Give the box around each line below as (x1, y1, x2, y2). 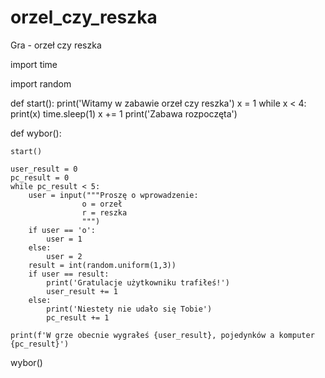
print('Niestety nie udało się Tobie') (46, 304, 213, 314)
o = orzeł (81, 199, 123, 209)
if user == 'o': (28, 225, 97, 235)
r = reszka (81, 207, 128, 218)
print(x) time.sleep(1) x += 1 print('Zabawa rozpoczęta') (10, 107, 238, 120)
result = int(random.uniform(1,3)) (28, 260, 177, 270)
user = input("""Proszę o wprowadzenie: (28, 190, 199, 200)
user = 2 (46, 251, 83, 261)
